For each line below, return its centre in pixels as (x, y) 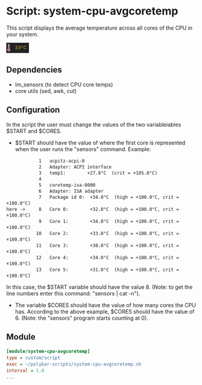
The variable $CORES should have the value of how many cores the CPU (105, 305)
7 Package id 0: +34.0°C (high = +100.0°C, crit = (109, 197)
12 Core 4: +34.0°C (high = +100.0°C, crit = (108, 257)
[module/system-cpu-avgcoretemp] (48, 352)
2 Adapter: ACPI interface (75, 167)
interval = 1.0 (25, 370)
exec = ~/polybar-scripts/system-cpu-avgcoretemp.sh (74, 364)
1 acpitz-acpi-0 (62, 161)
